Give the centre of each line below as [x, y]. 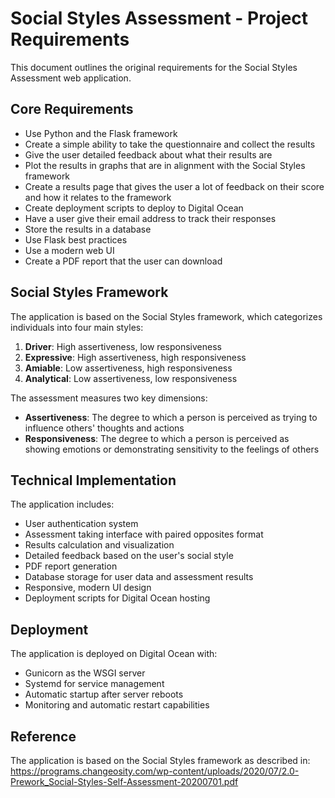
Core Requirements [72, 109]
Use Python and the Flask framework [101, 133]
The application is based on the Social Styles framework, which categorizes [166, 316]
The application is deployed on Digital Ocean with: [114, 654]
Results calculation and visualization [99, 545]
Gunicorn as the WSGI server [85, 673]
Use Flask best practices [76, 239]
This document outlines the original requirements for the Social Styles [154, 67]
